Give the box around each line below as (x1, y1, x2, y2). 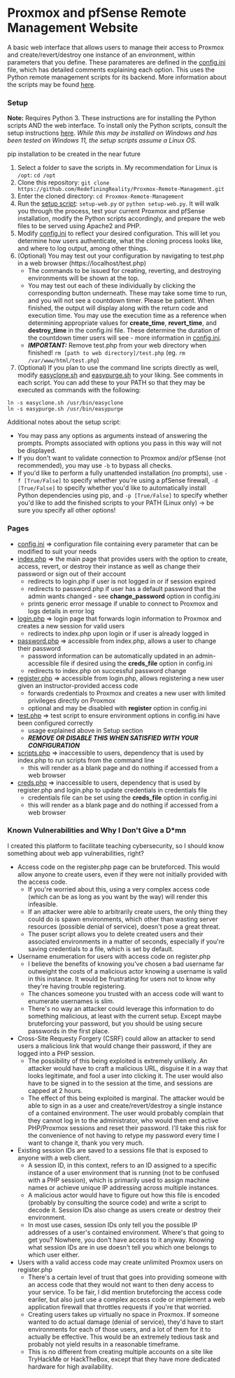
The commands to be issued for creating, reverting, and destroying (27, 267, 222, 275)
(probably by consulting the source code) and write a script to (27, 1198, 207, 1207)
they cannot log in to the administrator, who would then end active (27, 1116, 219, 1125)
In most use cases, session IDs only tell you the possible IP (27, 1220, 198, 1229)
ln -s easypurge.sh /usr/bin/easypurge (7, 406, 124, 413)
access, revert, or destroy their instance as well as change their (17, 562, 201, 570)
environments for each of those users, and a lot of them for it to (27, 1325, 211, 1333)
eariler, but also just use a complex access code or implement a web (27, 1295, 226, 1304)
